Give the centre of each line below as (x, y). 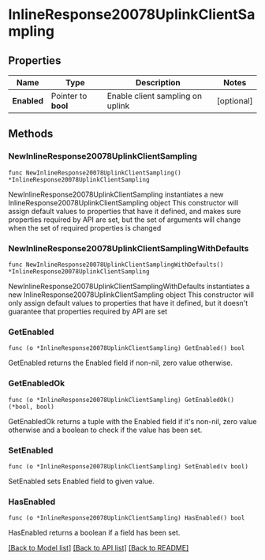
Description (158, 83)
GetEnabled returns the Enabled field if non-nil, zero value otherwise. (120, 363)
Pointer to (69, 96)
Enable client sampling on (155, 96)
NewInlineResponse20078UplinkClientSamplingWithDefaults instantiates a (129, 286)
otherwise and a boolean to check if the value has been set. (105, 430)
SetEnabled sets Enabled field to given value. (82, 481)
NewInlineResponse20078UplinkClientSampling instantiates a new (116, 194)
